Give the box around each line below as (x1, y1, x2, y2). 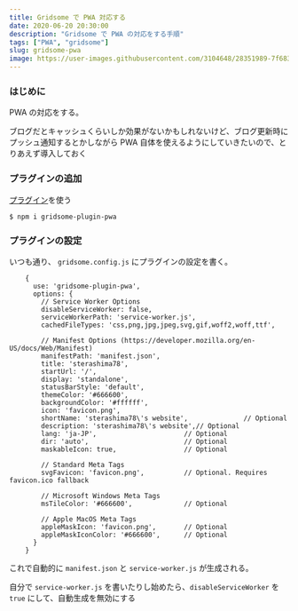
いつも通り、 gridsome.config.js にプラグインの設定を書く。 (9, 256, 233, 266)
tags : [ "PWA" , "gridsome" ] (9, 37, 109, 47)
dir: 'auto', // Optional (41, 437, 228, 446)
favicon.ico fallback (9, 476, 90, 485)
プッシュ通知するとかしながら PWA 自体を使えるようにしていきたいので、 (9, 137, 279, 147)
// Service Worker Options (41, 297, 141, 306)
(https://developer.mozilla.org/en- (120, 336, 255, 345)
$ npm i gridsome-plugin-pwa (9, 212, 117, 221)
